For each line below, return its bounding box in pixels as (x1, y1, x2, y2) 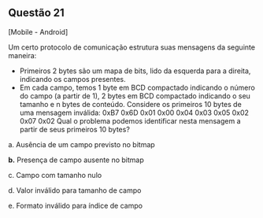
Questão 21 (8, 6, 65, 20)
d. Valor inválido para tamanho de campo (8, 185, 142, 195)
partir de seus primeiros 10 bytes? (19, 124, 130, 134)
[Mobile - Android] (8, 27, 69, 36)
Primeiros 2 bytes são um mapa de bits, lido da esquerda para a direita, (19, 66, 251, 76)
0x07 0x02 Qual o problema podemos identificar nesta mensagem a (19, 116, 242, 125)
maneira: (8, 50, 37, 60)
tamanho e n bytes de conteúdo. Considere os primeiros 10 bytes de (19, 99, 242, 109)
